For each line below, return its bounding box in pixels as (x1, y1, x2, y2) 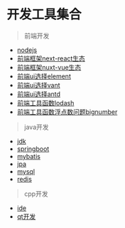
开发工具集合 (6, 6, 82, 23)
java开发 (23, 123, 49, 131)
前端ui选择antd (16, 90, 61, 98)
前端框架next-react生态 (16, 54, 86, 63)
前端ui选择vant (16, 81, 60, 89)
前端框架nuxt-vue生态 (16, 63, 82, 71)
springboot (16, 144, 50, 153)
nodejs (16, 46, 37, 54)
